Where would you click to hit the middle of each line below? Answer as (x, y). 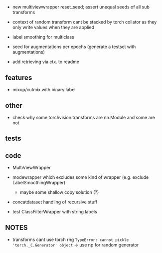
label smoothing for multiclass (43, 37)
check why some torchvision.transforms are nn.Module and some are (84, 118)
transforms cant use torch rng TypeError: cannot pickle (71, 239)
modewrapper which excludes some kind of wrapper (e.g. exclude (81, 177)
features (19, 77)
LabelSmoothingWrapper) (39, 183)
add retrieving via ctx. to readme (46, 62)
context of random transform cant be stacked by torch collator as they (84, 22)
